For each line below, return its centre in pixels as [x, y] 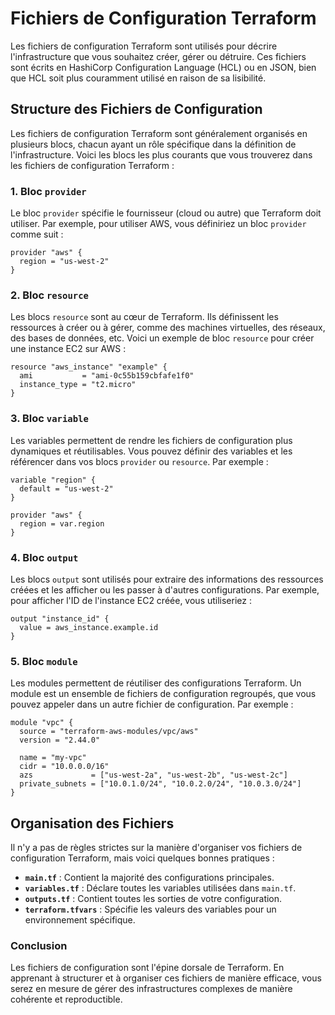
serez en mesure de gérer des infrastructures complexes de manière [151, 989]
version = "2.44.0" [60, 740]
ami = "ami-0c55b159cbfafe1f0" [107, 376]
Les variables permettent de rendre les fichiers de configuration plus [151, 440]
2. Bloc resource [49, 295]
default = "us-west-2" [66, 488]
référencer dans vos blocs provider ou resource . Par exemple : [139, 461]
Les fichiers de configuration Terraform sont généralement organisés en [159, 133]
